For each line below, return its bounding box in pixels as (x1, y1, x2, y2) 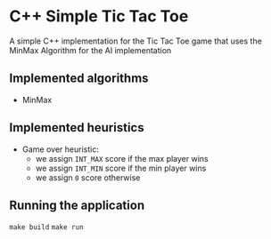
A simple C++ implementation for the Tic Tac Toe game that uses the (9, 36, 263, 46)
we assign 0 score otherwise (35, 171, 141, 183)
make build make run (9, 223, 84, 232)
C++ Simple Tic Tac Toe (9, 6, 189, 27)
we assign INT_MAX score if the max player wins (35, 153, 209, 163)
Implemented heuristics (9, 120, 144, 135)
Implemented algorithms (9, 71, 149, 86)
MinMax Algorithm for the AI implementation (9, 44, 172, 55)
